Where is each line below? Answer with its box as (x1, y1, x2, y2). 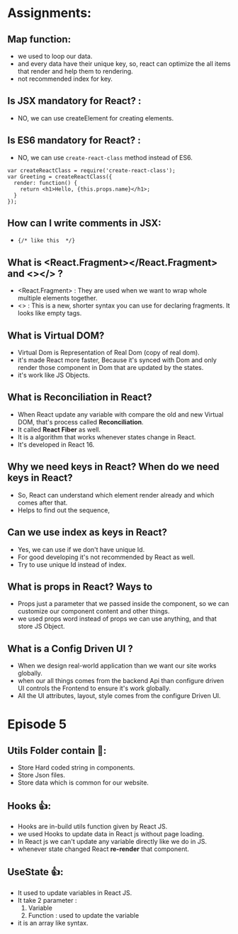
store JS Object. (17, 622, 65, 631)
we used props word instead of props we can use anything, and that (17, 614, 217, 623)
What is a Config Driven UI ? (7, 643, 133, 655)
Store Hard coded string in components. (17, 763, 135, 772)
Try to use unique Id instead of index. (17, 560, 127, 568)
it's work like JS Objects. (17, 371, 90, 380)
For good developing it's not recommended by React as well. (17, 553, 195, 561)
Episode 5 (7, 716, 67, 733)
